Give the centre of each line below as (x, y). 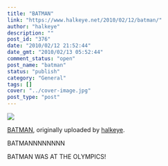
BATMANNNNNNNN (36, 143)
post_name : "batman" (37, 65)
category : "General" (37, 78)
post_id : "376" (29, 39)
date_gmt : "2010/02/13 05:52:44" (55, 53)
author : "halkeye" (34, 26)
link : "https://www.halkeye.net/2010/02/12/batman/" (85, 20)
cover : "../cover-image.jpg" (49, 91)
